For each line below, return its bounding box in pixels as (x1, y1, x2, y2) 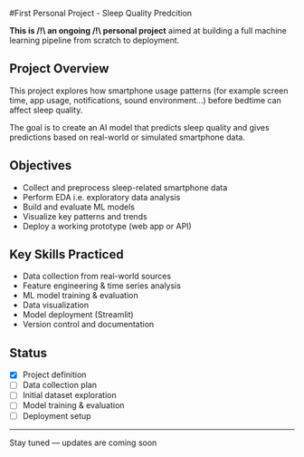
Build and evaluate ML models (22, 201, 136, 212)
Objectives (9, 158, 72, 173)
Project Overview (9, 61, 109, 76)
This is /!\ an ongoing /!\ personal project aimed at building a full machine (9, 25, 287, 35)
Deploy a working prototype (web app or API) (22, 220, 192, 231)
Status (9, 345, 48, 361)
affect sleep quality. (9, 104, 83, 115)
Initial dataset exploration (22, 390, 117, 401)
